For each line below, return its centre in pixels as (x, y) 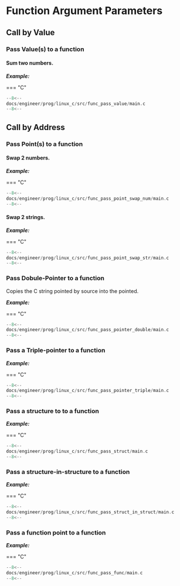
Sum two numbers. (30, 63)
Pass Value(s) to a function (45, 49)
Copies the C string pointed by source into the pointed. (72, 291)
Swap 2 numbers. (28, 158)
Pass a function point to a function (56, 533)
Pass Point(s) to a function (45, 144)
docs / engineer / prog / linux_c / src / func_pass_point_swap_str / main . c (87, 258)
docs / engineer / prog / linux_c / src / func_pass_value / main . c (76, 104)
